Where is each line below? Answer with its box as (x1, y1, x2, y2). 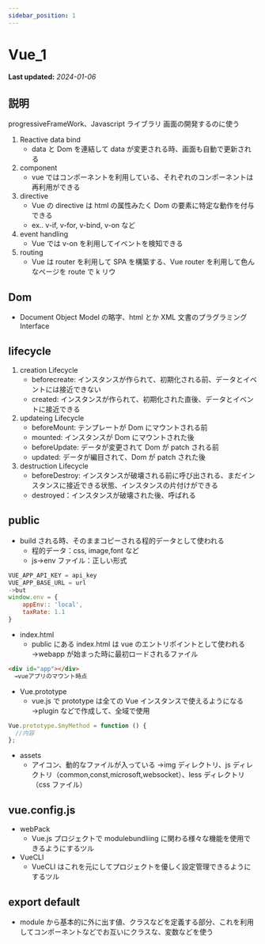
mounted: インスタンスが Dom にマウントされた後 (31, 433, 195, 442)
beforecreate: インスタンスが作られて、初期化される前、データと (31, 375, 244, 384)
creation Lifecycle (19, 366, 78, 374)
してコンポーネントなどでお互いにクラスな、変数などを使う (19, 927, 214, 936)
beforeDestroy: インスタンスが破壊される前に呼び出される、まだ (31, 471, 242, 480)
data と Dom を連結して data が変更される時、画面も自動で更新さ (31, 144, 245, 154)
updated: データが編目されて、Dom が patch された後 (31, 453, 206, 461)
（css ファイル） (31, 780, 87, 790)
